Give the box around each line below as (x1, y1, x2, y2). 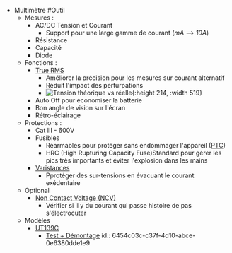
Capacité (35, 44, 62, 52)
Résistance (35, 36, 68, 45)
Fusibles (35, 134, 60, 142)
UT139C (35, 224, 59, 232)
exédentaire (45, 179, 81, 187)
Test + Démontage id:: (45, 231, 111, 240)
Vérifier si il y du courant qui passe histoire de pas (45, 201, 192, 209)
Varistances (35, 164, 70, 172)
